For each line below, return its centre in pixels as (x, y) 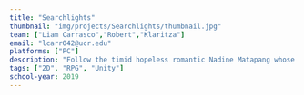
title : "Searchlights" (52, 18)
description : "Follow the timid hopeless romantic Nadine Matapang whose (152, 60)
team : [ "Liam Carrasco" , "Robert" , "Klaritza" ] (97, 34)
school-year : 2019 (44, 77)
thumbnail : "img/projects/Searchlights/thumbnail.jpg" (116, 26)
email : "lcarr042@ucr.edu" (61, 43)
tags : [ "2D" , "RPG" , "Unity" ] (67, 69)
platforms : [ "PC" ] (44, 52)
